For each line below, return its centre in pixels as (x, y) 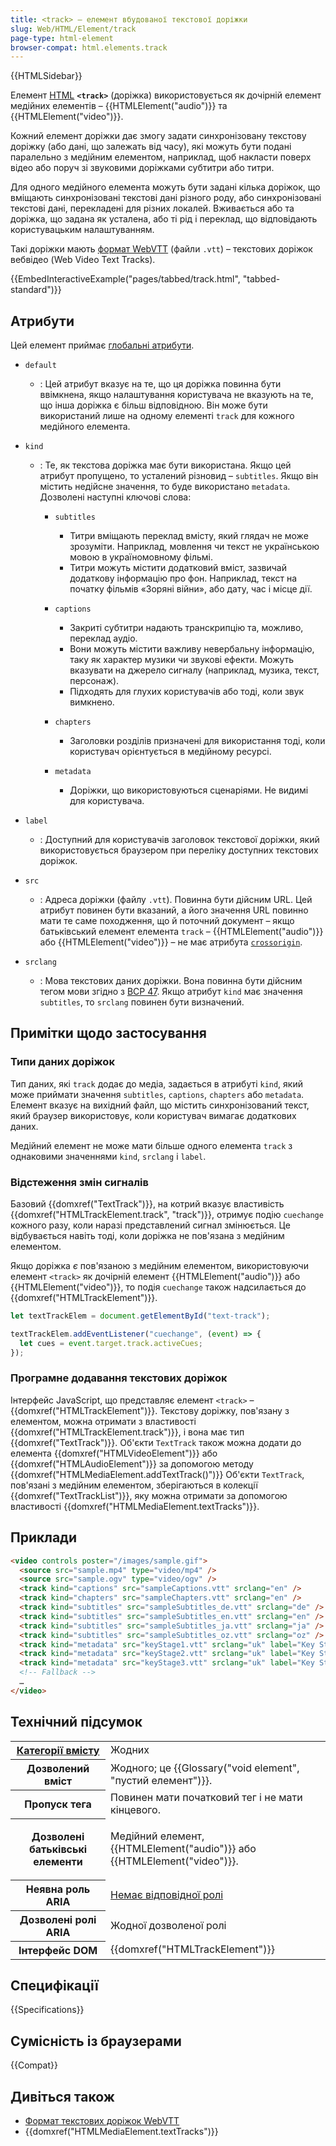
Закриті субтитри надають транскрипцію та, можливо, (186, 628)
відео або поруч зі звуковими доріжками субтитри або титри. (142, 168)
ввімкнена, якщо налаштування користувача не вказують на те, (176, 395)
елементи (58, 1862)
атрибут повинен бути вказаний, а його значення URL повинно (174, 910)
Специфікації (54, 1985)
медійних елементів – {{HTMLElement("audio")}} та (119, 106)
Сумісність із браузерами (96, 2041)
